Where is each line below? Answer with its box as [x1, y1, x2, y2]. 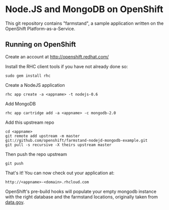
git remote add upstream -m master [5, 133, 80, 138]
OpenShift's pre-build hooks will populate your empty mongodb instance [5, 188, 156, 194]
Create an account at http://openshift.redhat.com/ [5, 54, 109, 60]
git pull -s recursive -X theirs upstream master [5, 142, 112, 147]
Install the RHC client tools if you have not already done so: [5, 63, 128, 69]
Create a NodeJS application [5, 82, 65, 88]
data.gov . [5, 199, 25, 205]
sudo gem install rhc [5, 73, 51, 78]
